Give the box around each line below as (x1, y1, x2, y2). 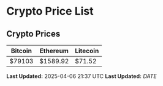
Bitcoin (10, 47, 32, 55)
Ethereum (39, 47, 69, 55)
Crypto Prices (6, 29, 61, 39)
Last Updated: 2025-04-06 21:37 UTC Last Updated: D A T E (6, 73, 157, 80)
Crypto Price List (6, 4, 94, 18)
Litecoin (74, 47, 99, 55)
